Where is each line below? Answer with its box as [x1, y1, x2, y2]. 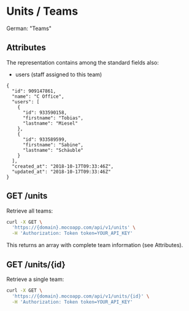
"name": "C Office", [12, 93, 64, 100]
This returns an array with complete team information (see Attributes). [6, 242, 183, 249]
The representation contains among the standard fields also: [6, 58, 159, 66]
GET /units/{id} [6, 259, 66, 270]
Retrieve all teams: [6, 207, 53, 215]
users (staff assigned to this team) [15, 71, 102, 78]
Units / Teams [6, 4, 79, 18]
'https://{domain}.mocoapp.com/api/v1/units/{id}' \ [12, 293, 150, 299]
